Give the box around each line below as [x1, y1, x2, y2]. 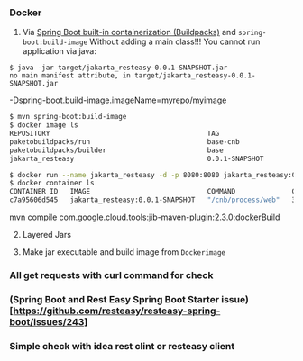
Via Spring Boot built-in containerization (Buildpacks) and [22, 27, 236, 38]
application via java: [22, 46, 96, 57]
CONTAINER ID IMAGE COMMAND [9, 187, 236, 196]
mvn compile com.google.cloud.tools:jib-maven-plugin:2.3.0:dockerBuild [9, 212, 280, 222]
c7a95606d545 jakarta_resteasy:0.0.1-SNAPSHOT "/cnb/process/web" [9, 195, 280, 204]
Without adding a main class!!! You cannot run [89, 36, 261, 47]
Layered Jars [22, 230, 72, 240]
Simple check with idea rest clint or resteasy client [9, 339, 235, 352]
